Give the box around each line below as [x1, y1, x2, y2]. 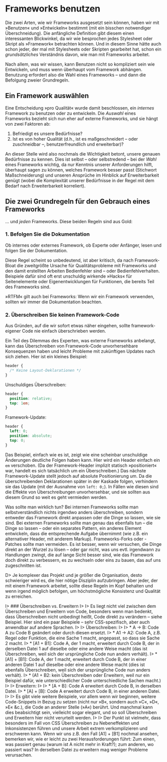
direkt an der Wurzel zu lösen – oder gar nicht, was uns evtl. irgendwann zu [5, 546, 161, 552]
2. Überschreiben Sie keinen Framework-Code [5, 311, 120, 318]
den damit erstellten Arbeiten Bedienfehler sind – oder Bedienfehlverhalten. [5, 268, 160, 274]
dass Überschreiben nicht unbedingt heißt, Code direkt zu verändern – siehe [5, 613, 163, 619]
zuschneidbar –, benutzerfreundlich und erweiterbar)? [12, 141, 124, 147]
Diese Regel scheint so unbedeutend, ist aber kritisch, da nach [5, 257, 134, 263]
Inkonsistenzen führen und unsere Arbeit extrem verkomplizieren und [5, 725, 148, 731]
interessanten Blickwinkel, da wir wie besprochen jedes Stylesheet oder [5, 36, 153, 42]
